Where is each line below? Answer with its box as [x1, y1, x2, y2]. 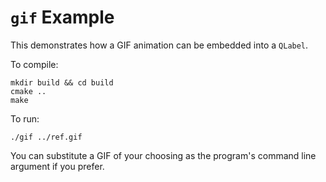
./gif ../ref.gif [10, 132, 83, 142]
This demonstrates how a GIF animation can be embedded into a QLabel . [10, 39, 309, 51]
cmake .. [10, 86, 47, 96]
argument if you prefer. [10, 160, 105, 172]
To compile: [10, 58, 59, 70]
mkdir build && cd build [10, 77, 114, 88]
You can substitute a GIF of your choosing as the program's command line [10, 149, 317, 161]
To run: [10, 112, 40, 125]
